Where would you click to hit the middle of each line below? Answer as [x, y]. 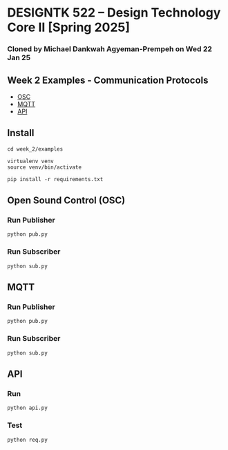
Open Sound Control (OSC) [66, 201]
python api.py [28, 408]
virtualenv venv [30, 161]
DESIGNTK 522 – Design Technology [114, 13]
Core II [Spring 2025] [68, 27]
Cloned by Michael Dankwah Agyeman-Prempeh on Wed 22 [110, 49]
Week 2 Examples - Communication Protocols [108, 80]
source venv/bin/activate [44, 167]
